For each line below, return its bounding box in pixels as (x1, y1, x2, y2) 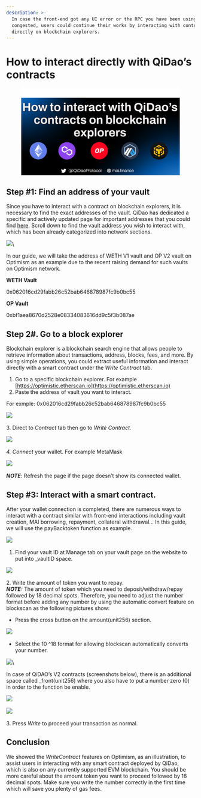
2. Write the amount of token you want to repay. (6, 579, 124, 587)
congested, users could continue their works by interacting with (11, 22, 181, 28)
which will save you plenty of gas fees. (6, 785, 102, 792)
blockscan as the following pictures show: (6, 605, 110, 612)
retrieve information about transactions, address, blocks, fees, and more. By (6, 351, 194, 358)
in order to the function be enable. (6, 683, 91, 691)
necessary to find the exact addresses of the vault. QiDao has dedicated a (6, 209, 190, 216)
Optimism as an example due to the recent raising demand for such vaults (6, 259, 188, 266)
